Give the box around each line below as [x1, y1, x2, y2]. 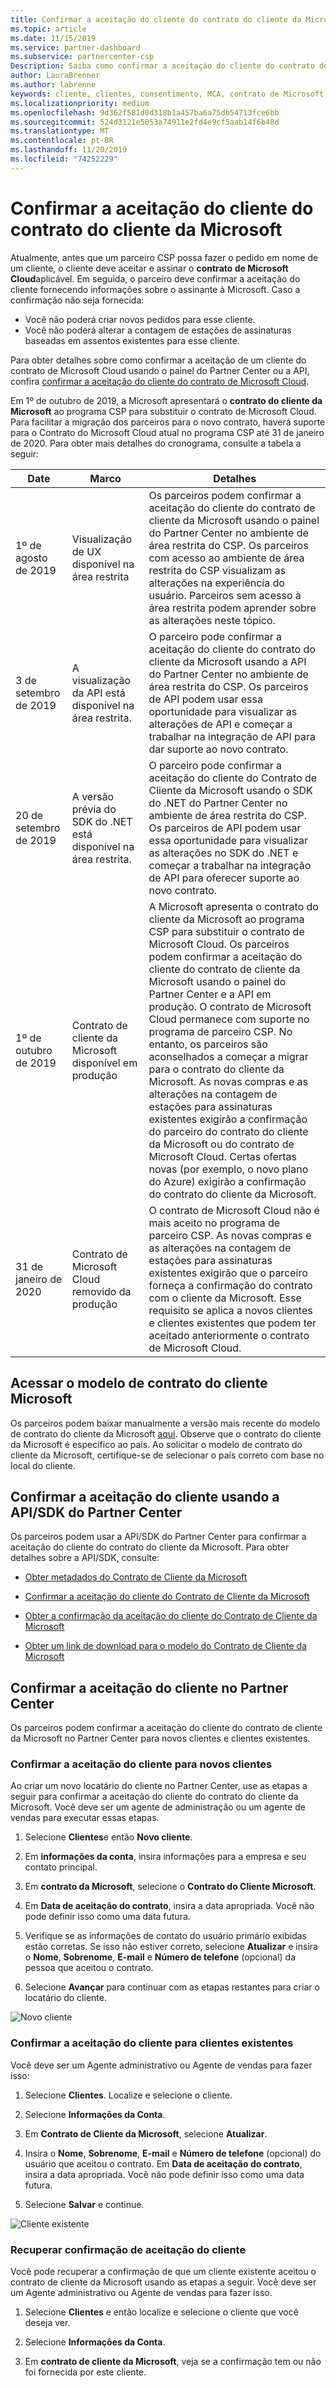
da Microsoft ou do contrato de [148, 1137, 295, 1151]
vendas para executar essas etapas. [10, 1812, 160, 1824]
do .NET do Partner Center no [148, 796, 288, 810]
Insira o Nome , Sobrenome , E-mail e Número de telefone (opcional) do [24, 2147, 322, 2159]
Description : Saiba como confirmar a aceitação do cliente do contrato [10, 61, 315, 71]
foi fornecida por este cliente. [24, 2366, 147, 2378]
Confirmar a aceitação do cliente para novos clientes [10, 1757, 273, 1771]
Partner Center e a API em [148, 987, 272, 1001]
